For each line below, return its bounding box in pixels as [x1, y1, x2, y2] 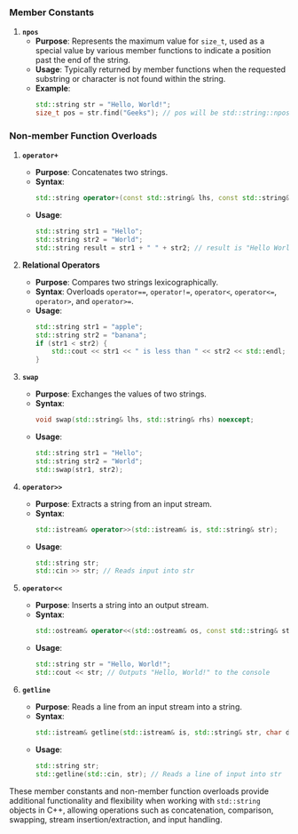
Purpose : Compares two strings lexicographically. [35, 277, 219, 287]
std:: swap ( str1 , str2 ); [35, 465, 124, 474]
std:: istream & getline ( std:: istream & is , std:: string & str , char [35, 727, 282, 737]
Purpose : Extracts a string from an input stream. [35, 498, 213, 509]
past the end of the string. [35, 55, 131, 66]
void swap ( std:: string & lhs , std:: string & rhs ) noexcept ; [35, 415, 255, 424]
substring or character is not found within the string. [35, 74, 226, 84]
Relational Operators [21, 260, 100, 270]
